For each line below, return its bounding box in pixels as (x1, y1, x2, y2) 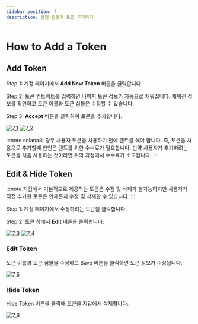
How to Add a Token (6, 40, 107, 53)
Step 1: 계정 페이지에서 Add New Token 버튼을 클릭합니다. (6, 80, 143, 87)
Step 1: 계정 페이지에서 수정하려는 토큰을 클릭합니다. (6, 205, 127, 212)
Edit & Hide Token (6, 169, 73, 179)
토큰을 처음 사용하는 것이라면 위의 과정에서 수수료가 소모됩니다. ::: (6, 151, 158, 158)
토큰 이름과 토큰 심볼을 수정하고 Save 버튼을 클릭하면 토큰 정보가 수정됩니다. (6, 259, 183, 266)
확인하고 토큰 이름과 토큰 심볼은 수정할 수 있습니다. (17, 100, 135, 107)
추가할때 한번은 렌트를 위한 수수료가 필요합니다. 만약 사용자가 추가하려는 (21, 144, 189, 151)
